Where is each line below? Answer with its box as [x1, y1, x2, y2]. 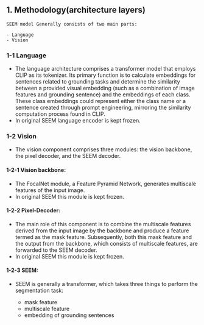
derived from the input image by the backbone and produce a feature [15, 227, 189, 234]
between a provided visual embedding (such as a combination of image [15, 85, 195, 92]
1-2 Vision [6, 132, 37, 141]
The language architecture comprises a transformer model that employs [15, 65, 196, 73]
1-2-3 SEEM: [6, 266, 38, 274]
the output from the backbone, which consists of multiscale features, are [15, 240, 198, 247]
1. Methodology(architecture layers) [6, 5, 146, 15]
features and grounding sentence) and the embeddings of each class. [15, 91, 191, 98]
